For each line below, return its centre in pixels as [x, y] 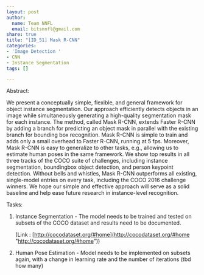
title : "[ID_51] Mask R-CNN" [43, 40]
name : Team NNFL [32, 23]
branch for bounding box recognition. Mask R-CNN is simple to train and [97, 135]
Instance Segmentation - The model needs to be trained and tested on [103, 217]
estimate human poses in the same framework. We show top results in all [98, 154]
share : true [21, 35]
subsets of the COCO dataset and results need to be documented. [98, 223]
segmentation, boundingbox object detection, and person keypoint [90, 167]
